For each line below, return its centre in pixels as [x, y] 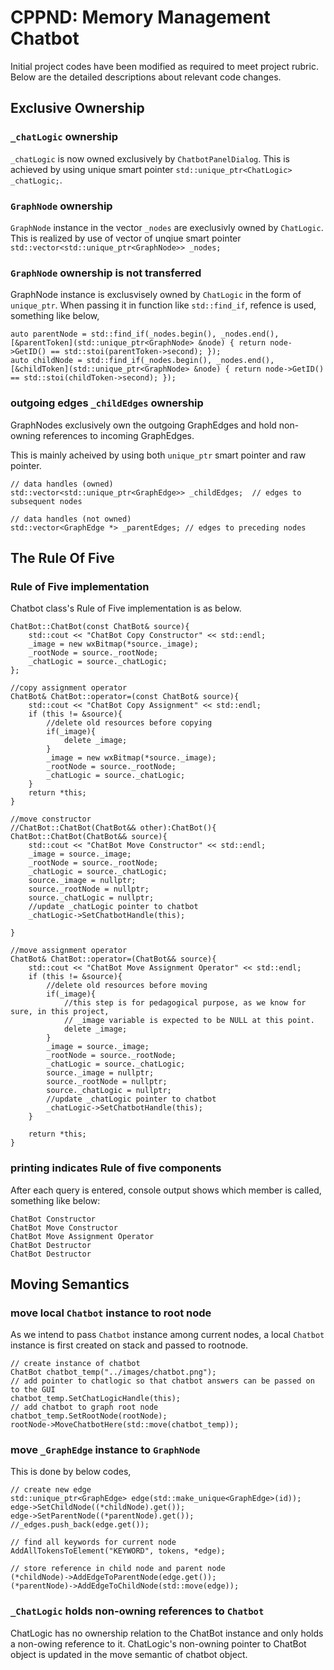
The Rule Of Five [62, 557]
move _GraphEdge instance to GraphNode [105, 1450]
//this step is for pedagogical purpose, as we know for [185, 1003]
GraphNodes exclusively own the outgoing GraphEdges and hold [143, 425]
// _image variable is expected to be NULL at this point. [189, 1021]
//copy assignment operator [69, 688]
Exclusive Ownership [77, 108]
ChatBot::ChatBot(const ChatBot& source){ [100, 627]
